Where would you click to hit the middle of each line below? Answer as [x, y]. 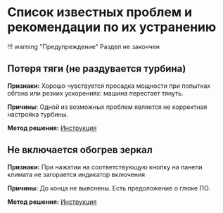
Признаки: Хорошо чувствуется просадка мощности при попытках [109, 86]
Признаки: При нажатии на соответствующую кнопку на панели [105, 167]
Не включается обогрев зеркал [80, 150]
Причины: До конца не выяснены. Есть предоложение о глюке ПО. [109, 188]
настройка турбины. [38, 114]
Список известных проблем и [100, 12]
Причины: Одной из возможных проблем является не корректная [107, 107]
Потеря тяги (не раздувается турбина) [97, 69]
